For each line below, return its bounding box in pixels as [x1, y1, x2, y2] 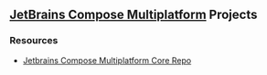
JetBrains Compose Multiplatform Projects [9, 7, 258, 23]
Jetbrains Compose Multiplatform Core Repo [22, 54, 192, 66]
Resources [9, 34, 59, 47]
